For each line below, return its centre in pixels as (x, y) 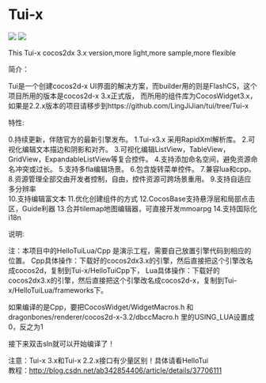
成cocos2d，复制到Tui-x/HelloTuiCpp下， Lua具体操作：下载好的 (114, 270)
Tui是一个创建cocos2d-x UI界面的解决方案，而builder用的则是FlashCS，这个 (133, 85)
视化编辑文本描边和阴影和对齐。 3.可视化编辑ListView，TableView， (119, 149)
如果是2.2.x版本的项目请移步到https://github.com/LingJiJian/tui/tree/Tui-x (129, 105)
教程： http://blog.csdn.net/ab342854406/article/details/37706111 (115, 370)
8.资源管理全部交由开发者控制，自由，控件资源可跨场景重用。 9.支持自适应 (130, 179)
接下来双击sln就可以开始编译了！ (62, 343)
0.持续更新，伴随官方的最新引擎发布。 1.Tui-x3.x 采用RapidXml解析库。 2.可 (132, 139)
